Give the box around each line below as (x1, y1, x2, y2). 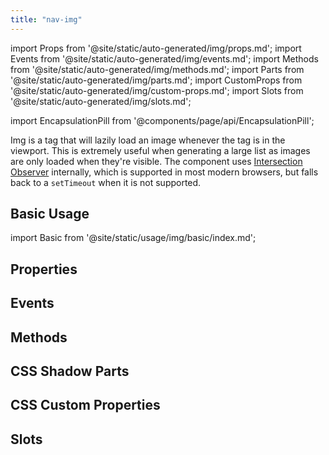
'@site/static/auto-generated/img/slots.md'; (10, 95, 192, 107)
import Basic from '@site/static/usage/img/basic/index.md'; (10, 232, 257, 244)
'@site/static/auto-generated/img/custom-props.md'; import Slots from (10, 84, 304, 96)
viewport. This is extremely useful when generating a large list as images (10, 144, 311, 156)
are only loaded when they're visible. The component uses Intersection (10, 155, 303, 167)
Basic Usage (10, 206, 90, 223)
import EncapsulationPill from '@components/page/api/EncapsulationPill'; (10, 114, 315, 126)
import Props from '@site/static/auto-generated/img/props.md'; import (10, 42, 302, 54)
